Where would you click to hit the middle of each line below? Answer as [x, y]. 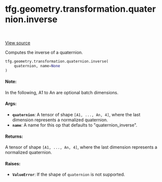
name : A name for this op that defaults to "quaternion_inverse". [75, 125]
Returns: [14, 136]
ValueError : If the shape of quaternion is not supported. [68, 175]
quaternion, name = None [37, 66]
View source [18, 43]
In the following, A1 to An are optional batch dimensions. [62, 92]
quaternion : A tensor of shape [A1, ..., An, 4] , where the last [76, 114]
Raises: [13, 163]
